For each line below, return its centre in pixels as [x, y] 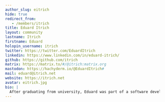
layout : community [24, 32]
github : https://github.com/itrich [41, 60]
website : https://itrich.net [35, 78]
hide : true [16, 14]
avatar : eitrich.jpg [26, 82]
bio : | [12, 87]
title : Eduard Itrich [27, 28]
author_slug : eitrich [27, 10]
